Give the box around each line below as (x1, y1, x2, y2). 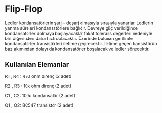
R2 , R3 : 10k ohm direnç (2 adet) (5, 83, 72, 89)
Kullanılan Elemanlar (5, 60, 69, 69)
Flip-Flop (5, 3, 43, 15)
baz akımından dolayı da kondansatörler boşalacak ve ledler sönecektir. (5, 46, 150, 52)
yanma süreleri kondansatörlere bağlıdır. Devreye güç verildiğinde (5, 25, 138, 31)
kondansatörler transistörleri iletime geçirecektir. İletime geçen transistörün (5, 40, 157, 46)
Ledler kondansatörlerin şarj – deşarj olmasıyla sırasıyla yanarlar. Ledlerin (5, 20, 153, 26)
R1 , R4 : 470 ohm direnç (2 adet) (5, 73, 72, 79)
